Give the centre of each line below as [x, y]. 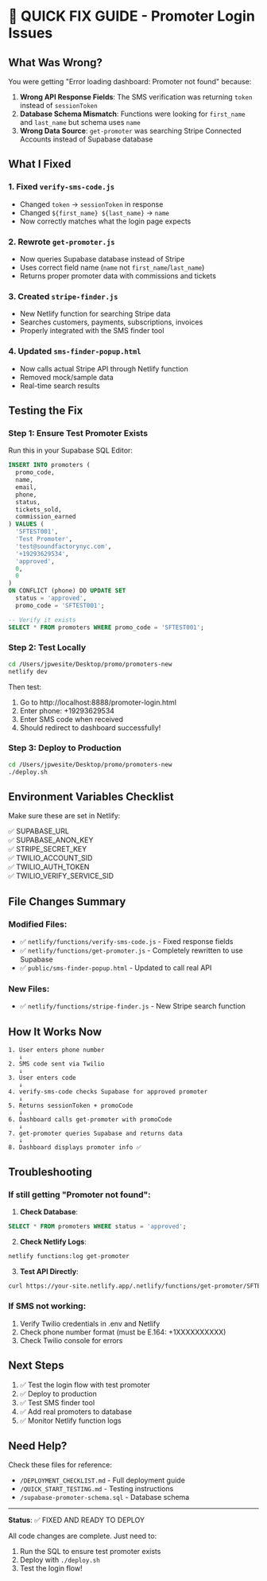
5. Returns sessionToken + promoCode [71, 1106]
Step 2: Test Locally [47, 647]
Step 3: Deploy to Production [65, 748]
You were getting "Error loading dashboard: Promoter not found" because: [130, 82]
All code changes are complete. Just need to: [83, 1536]
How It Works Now [55, 1032]
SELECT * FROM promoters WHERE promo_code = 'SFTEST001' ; [106, 627]
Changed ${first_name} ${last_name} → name [94, 212]
